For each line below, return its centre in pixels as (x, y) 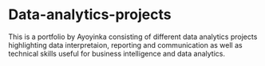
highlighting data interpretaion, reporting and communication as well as (125, 45)
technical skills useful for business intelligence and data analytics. (117, 53)
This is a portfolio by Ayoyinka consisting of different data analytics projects (133, 37)
